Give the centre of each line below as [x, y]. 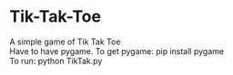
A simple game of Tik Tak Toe [65, 42]
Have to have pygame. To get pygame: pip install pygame [117, 51]
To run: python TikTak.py [56, 61]
